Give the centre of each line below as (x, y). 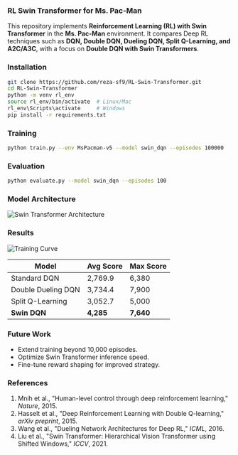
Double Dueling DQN (45, 289)
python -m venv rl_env (41, 95)
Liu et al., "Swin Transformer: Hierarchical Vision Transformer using (116, 437)
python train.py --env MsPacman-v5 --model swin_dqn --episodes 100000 (115, 148)
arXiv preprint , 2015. (48, 421)
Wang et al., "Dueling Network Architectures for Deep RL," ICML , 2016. (121, 429)
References (28, 383)
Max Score (148, 266)
